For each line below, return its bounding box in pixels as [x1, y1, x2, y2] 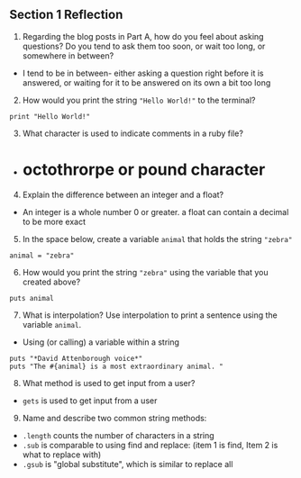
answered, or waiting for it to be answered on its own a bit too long [22, 77, 271, 88]
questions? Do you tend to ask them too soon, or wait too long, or [22, 41, 266, 51]
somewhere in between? [22, 50, 114, 61]
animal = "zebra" [9, 251, 75, 260]
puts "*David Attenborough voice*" [9, 354, 143, 363]
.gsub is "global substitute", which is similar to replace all [22, 458, 233, 469]
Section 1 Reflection [9, 7, 123, 23]
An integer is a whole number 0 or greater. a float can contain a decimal [22, 206, 289, 217]
